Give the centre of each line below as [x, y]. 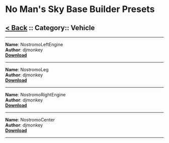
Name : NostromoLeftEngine [34, 44]
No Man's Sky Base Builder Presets [80, 9]
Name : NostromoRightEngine [35, 95]
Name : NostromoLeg [27, 69]
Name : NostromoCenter [30, 120]
